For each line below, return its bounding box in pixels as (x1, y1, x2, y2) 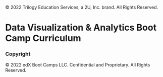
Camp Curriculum (5, 33, 82, 44)
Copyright (5, 50, 31, 57)
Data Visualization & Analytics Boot (5, 22, 157, 33)
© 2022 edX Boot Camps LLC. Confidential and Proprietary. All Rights (5, 62, 150, 68)
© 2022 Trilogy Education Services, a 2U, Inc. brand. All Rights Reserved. (5, 5, 158, 10)
